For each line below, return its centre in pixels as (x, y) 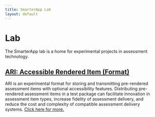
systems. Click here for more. (35, 109)
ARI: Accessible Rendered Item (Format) (67, 72)
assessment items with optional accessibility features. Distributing (71, 89)
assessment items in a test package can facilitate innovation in (87, 94)
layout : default (21, 14)
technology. (17, 57)
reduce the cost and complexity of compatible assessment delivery (73, 104)
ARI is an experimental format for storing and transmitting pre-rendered (77, 84)
